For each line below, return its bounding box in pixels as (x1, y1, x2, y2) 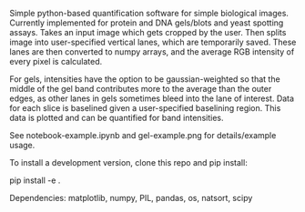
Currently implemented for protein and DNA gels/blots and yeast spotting (9, 17, 284, 28)
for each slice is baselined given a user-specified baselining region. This (9, 103, 281, 113)
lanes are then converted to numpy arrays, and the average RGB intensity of (9, 46, 295, 57)
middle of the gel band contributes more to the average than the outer (9, 84, 272, 94)
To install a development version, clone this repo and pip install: (9, 157, 248, 167)
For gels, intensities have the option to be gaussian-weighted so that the (9, 74, 280, 85)
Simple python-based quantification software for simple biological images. (9, 8, 290, 18)
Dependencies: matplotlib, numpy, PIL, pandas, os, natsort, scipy (9, 193, 253, 203)
